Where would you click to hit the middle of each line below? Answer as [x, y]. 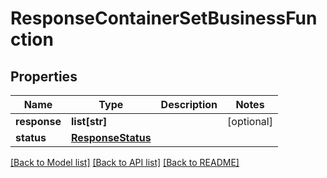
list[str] [89, 121]
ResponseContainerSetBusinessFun [164, 18]
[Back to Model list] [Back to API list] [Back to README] [125, 162]
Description [189, 104]
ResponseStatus [111, 137]
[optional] [250, 121]
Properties [44, 76]
